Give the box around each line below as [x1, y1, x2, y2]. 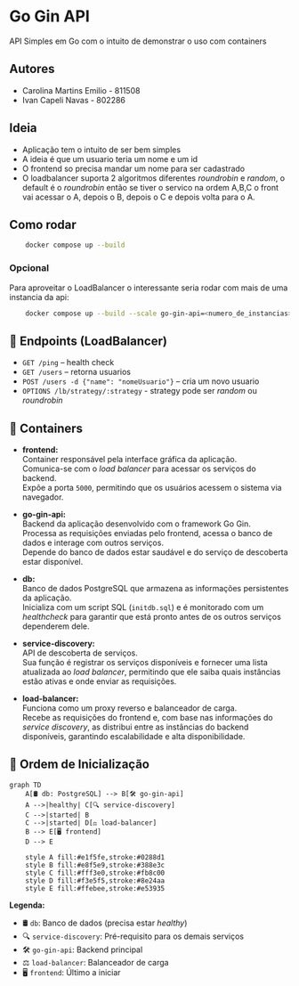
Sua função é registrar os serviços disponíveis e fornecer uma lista [21, 657, 269, 668]
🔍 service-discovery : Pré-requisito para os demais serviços [21, 931, 245, 941]
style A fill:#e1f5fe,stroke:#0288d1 [25, 852, 166, 861]
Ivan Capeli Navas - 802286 [21, 94, 126, 105]
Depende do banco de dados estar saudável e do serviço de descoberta [21, 547, 288, 558]
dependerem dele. [21, 621, 90, 632]
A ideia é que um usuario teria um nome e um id [21, 153, 198, 164]
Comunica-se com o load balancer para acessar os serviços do [21, 463, 256, 474]
